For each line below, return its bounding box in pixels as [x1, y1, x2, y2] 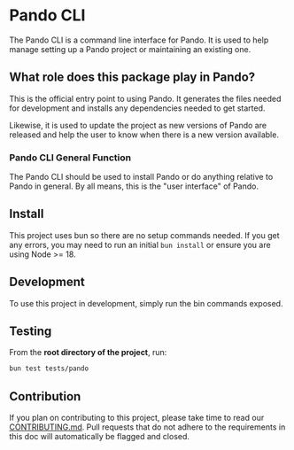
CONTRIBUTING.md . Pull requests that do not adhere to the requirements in [9, 422, 286, 432]
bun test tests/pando [9, 364, 89, 373]
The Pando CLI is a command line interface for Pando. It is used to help [9, 35, 269, 45]
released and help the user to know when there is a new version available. [9, 129, 279, 140]
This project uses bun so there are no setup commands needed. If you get [9, 229, 280, 240]
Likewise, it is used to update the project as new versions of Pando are [9, 120, 267, 130]
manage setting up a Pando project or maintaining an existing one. [9, 43, 251, 54]
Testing [9, 324, 52, 339]
